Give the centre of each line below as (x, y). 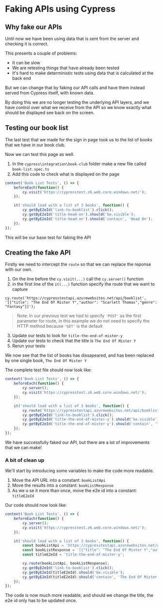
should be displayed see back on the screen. (50, 113)
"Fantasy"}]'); (20, 307)
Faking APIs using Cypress (60, 9)
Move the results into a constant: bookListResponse (63, 485)
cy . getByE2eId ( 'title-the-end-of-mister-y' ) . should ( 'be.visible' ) (91, 419)
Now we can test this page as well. (40, 154)
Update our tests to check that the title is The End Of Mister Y (74, 341)
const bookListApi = (43, 546)
